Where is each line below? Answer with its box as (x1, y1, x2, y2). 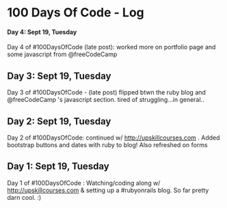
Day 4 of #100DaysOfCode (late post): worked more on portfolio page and (7, 43, 216, 51)
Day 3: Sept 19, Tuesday (7, 70, 111, 81)
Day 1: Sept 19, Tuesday (7, 161, 109, 172)
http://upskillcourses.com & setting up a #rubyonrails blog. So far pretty (7, 186, 209, 194)
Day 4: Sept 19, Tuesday (7, 27, 77, 36)
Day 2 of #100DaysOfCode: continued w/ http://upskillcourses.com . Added (7, 133, 220, 142)
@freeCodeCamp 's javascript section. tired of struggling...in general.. (7, 96, 204, 104)
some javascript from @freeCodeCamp (7, 50, 118, 59)
